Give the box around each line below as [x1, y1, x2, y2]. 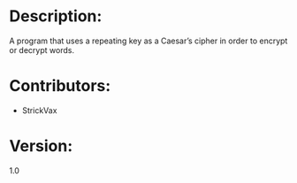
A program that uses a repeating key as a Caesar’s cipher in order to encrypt [9, 35, 288, 46]
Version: [9, 136, 73, 156]
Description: [9, 6, 103, 27]
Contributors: [9, 76, 111, 96]
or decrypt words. [9, 44, 75, 55]
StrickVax [21, 104, 57, 116]
